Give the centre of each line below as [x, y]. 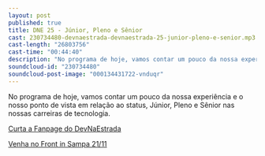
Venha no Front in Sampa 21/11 [58, 143]
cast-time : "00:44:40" [45, 52]
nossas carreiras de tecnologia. [59, 113]
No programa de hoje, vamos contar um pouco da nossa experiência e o [126, 96]
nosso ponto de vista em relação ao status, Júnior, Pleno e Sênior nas [121, 105]
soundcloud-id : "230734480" [54, 67]
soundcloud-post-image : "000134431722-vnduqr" [86, 74]
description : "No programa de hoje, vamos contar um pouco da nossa [123, 60]
